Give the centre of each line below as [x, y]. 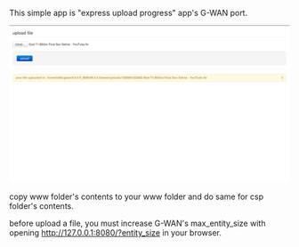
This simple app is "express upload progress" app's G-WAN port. [128, 13]
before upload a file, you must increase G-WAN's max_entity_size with [137, 223]
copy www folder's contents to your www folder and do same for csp [137, 196]
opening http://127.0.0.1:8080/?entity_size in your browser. [116, 233]
